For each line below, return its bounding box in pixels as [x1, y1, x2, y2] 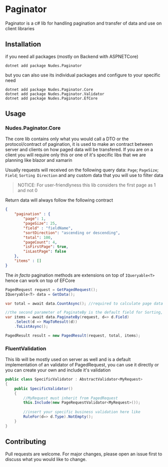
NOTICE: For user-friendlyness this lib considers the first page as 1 [17, 182, 156, 188]
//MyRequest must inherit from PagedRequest [23, 396, 118, 401]
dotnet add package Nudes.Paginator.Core [5, 87, 94, 92]
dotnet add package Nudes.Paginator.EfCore [5, 96, 98, 101]
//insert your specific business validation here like [23, 410, 141, 415]
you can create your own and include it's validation [5, 367, 111, 373]
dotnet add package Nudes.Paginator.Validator [5, 91, 105, 97]
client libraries [5, 25, 35, 31]
